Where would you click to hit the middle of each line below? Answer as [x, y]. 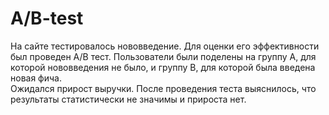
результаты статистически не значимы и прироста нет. [128, 99]
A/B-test [47, 18]
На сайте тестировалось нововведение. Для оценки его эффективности [165, 46]
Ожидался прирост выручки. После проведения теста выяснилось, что [163, 88]
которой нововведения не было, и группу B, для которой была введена [163, 67]
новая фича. [36, 78]
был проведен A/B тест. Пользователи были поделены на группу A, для [163, 56]
